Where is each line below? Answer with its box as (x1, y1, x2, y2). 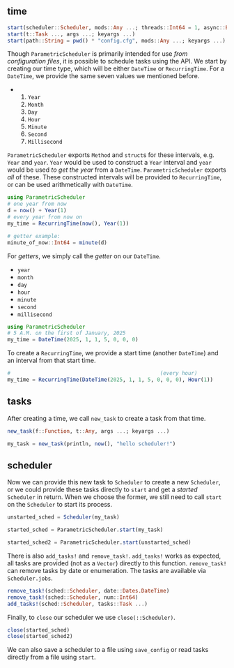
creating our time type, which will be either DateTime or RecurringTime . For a (7, 64, 225, 73)
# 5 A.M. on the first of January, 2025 (7, 329, 127, 337)
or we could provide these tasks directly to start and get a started (7, 485, 198, 494)
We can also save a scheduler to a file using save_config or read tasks (7, 646, 209, 654)
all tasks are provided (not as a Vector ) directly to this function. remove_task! (7, 558, 227, 567)
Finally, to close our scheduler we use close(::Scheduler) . (7, 613, 175, 621)
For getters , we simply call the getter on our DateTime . (7, 251, 162, 260)
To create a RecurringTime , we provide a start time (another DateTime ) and (7, 349, 219, 357)
